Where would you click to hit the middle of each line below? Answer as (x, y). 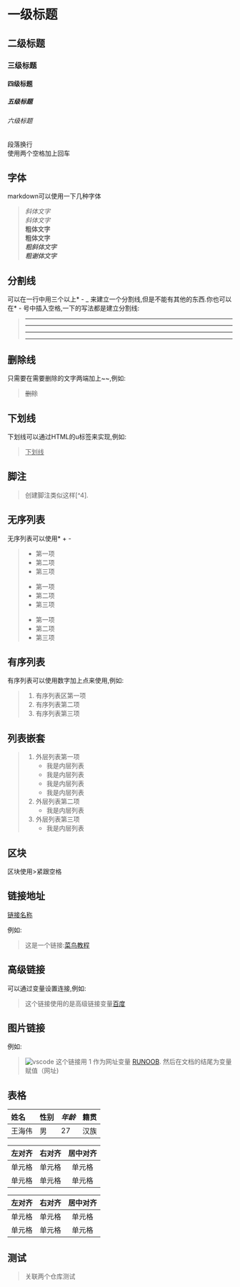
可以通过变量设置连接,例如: (47, 988)
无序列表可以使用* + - (39, 538)
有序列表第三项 (57, 713)
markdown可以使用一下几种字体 (54, 196)
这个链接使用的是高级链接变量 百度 (75, 1003)
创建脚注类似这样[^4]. (57, 495)
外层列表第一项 (57, 757)
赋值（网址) (42, 1071)
